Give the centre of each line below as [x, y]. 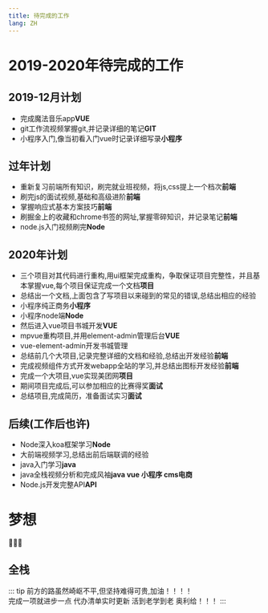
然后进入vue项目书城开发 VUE [69, 326]
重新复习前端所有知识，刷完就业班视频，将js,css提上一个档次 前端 [128, 187]
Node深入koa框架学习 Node [65, 444]
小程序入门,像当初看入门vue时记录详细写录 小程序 [101, 138]
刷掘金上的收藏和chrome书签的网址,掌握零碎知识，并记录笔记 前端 [128, 217]
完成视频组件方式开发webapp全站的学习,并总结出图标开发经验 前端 [129, 366]
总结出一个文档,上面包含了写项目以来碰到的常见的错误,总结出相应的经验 [138, 296]
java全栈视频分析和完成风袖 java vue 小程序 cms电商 [106, 474]
